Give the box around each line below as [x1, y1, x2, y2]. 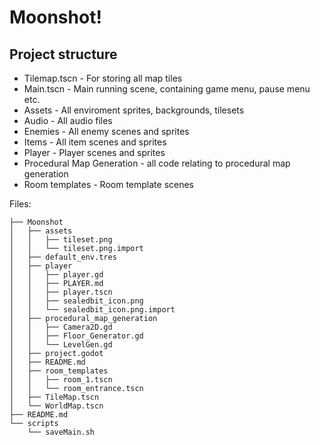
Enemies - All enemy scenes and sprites [23, 126, 190, 137]
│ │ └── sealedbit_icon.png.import [9, 305, 176, 315]
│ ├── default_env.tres [9, 252, 117, 262]
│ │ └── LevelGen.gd [9, 340, 113, 350]
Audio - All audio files [23, 115, 113, 126]
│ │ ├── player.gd [9, 270, 104, 280]
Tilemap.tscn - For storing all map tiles [23, 72, 183, 84]
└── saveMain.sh [27, 427, 96, 437]
